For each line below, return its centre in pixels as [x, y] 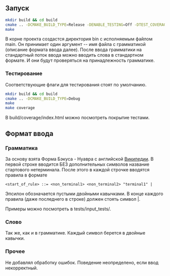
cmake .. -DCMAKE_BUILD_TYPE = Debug [43, 99]
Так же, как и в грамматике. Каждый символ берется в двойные [75, 233]
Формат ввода [29, 133]
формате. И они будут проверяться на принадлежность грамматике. [80, 61]
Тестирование [24, 74]
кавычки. [15, 238]
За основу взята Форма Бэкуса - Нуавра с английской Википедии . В [79, 159]
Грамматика [22, 148]
